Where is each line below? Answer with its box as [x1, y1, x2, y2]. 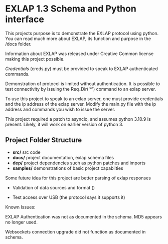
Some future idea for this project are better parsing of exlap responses [5, 175, 151, 181]
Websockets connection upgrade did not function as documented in [5, 228, 146, 234]
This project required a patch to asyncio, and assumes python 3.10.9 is [5, 116, 151, 122]
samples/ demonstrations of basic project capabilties [12, 165, 123, 171]
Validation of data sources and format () [12, 184, 95, 190]
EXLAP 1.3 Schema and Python [5, 3, 136, 15]
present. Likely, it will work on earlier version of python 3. [5, 121, 124, 127]
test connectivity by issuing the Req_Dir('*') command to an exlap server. [5, 86, 156, 92]
